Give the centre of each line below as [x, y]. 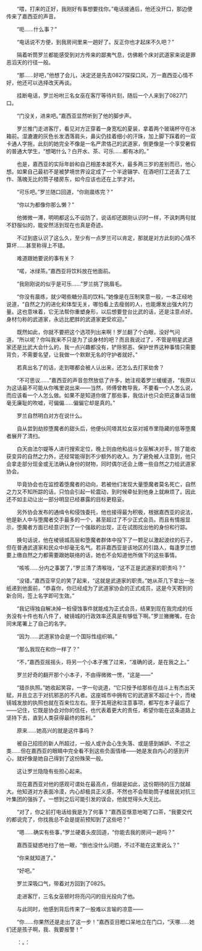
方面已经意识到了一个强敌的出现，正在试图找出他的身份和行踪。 [111, 527]
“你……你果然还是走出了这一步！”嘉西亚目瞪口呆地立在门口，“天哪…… [103, 922]
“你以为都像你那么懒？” [45, 205]
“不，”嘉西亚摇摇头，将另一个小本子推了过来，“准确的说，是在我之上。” [103, 662]
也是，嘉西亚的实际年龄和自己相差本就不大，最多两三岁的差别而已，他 [103, 164]
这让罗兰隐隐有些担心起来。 [51, 771]
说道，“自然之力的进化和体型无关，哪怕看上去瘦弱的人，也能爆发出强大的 [97, 304]
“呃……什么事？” [37, 29]
